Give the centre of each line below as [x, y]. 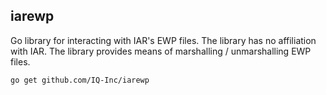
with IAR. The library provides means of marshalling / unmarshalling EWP [161, 51]
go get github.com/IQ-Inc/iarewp [80, 80]
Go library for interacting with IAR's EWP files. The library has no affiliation [163, 40]
